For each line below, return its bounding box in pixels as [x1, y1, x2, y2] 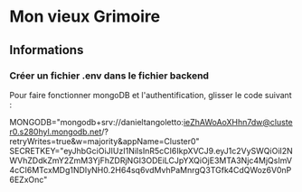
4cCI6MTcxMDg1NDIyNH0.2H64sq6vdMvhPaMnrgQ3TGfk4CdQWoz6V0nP [9, 164, 292, 175]
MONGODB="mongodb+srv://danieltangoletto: [9, 116, 184, 127]
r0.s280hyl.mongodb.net [9, 126, 102, 137]
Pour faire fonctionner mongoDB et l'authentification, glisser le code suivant [9, 89, 292, 100]
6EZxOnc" [9, 174, 48, 185]
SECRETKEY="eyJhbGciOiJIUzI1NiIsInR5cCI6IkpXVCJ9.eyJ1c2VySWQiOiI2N [9, 145, 294, 156]
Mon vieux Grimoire [9, 6, 161, 27]
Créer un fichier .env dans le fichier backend [9, 69, 210, 82]
